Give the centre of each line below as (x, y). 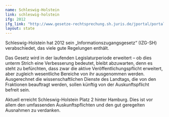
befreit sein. (18, 90)
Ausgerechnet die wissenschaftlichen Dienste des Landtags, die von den (81, 79)
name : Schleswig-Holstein (32, 10)
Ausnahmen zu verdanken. (33, 110)
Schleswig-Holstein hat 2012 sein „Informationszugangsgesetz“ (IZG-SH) (81, 43)
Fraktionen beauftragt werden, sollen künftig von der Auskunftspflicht (77, 85)
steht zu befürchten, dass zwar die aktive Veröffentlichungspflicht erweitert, (84, 69)
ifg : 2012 (16, 19)
